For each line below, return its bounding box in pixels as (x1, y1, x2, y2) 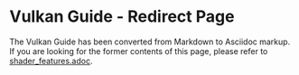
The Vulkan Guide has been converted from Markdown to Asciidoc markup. (9, 36, 291, 47)
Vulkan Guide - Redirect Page (9, 6, 235, 27)
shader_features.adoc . (9, 55, 93, 66)
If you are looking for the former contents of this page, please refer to (9, 45, 268, 56)
